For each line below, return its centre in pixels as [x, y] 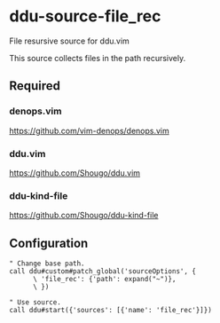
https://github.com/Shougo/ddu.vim [75, 173]
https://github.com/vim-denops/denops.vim [90, 130]
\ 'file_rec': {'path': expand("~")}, [104, 280]
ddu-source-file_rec [85, 16]
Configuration [49, 243]
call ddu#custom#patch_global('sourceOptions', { [103, 272]
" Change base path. [47, 264]
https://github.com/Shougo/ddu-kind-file [84, 216]
